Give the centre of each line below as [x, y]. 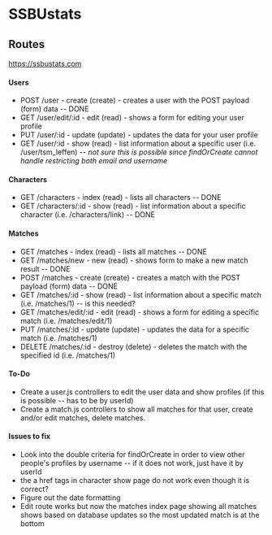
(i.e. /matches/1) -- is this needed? [78, 303]
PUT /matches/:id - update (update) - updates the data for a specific [135, 329]
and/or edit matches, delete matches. [83, 418]
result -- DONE [45, 268]
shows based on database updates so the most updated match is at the [140, 515]
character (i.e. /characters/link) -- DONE [88, 215]
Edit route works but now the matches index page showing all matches [138, 507]
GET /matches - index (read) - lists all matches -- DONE [113, 251]
